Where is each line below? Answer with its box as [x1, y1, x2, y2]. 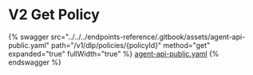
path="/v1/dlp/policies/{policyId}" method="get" [51, 40, 211, 49]
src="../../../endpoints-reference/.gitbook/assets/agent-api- [50, 32, 246, 41]
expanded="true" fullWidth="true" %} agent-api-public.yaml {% [8, 49, 219, 58]
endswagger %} [8, 57, 61, 67]
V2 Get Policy [8, 6, 100, 24]
